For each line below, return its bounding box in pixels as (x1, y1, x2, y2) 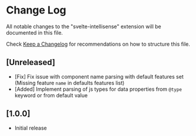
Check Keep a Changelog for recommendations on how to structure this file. (6, 40, 191, 47)
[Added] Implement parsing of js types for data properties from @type (14, 86, 182, 93)
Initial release (14, 124, 47, 131)
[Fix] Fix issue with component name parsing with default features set (14, 73, 184, 80)
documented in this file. (6, 29, 63, 36)
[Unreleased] (6, 57, 56, 67)
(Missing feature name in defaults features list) (14, 79, 125, 86)
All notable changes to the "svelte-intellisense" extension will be (6, 23, 161, 30)
